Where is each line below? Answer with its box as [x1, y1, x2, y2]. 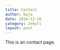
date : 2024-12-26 [5, 16, 42, 21]
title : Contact [5, 7, 37, 12]
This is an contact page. [5, 39, 55, 45]
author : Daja [5, 12, 33, 17]
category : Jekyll [5, 21, 42, 26]
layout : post [5, 26, 33, 31]
